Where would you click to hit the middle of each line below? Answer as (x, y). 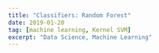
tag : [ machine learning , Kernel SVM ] (70, 30)
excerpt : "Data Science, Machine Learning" (80, 37)
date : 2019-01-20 (36, 23)
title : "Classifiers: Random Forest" (70, 15)
